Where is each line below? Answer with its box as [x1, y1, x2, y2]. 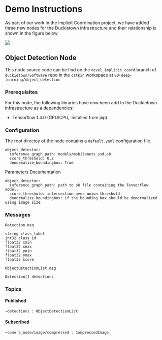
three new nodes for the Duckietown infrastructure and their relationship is [5, 25, 157, 31]
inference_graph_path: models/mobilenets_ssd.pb [9, 152, 111, 157]
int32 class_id [5, 235, 36, 241]
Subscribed [5, 319, 30, 325]
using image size [5, 200, 41, 205]
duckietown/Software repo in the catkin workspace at [5, 72, 113, 78]
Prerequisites [5, 89, 38, 95]
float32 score [5, 257, 34, 262]
